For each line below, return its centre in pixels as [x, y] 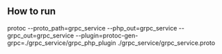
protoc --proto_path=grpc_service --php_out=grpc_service [92, 28]
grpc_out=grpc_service [41, 35]
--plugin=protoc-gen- [107, 35]
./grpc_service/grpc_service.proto [166, 43]
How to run [32, 11]
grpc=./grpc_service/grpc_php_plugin [62, 43]
